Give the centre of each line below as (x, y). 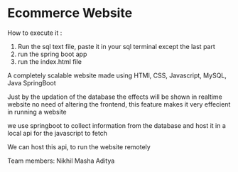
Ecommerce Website (70, 13)
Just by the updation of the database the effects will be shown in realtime (115, 97)
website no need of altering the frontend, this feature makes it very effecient (119, 104)
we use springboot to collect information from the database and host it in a (117, 125)
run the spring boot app (52, 54)
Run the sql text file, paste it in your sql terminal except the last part (116, 46)
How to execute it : (35, 33)
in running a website (37, 112)
